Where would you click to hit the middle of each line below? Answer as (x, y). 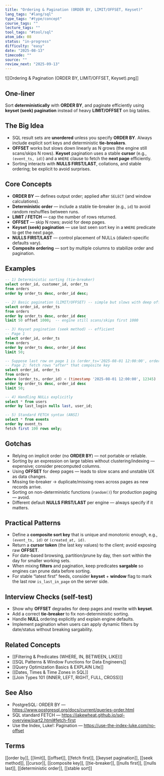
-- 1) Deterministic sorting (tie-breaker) (50, 280)
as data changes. (30, 476)
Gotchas (18, 444)
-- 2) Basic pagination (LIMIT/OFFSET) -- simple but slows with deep (78, 302)
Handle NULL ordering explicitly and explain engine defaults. (73, 619)
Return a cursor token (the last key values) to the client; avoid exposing (84, 545)
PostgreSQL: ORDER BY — (39, 705)
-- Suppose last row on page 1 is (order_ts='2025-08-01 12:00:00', (76, 361)
